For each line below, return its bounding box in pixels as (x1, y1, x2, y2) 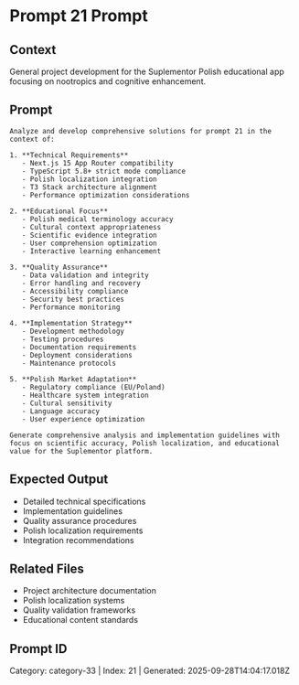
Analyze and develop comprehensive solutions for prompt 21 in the (9, 126, 272, 135)
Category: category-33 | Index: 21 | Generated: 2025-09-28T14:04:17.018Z (9, 665, 291, 677)
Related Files (9, 562, 85, 577)
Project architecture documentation (22, 585, 157, 596)
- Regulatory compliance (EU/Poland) (21, 382, 166, 391)
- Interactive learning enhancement (21, 246, 162, 256)
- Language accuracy (21, 406, 101, 416)
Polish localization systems (22, 595, 125, 606)
